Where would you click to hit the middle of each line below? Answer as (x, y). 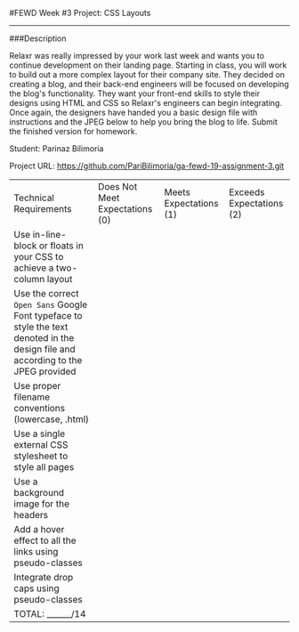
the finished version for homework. (73, 131)
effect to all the (45, 540)
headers (31, 515)
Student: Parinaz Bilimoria (57, 149)
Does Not (117, 186)
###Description (38, 38)
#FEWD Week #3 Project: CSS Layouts (80, 13)
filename (32, 397)
